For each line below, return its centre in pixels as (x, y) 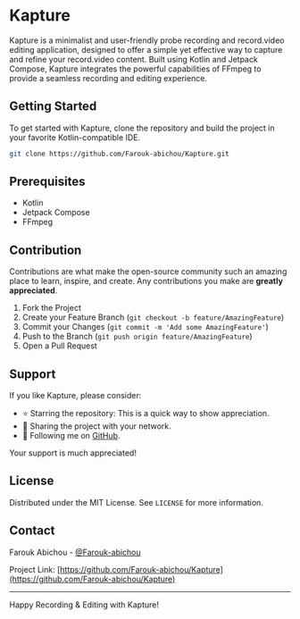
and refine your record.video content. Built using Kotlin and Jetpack (134, 59)
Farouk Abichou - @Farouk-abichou (75, 552)
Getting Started (53, 107)
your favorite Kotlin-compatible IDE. (75, 137)
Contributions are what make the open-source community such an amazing (148, 272)
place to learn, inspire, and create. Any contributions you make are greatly (146, 281)
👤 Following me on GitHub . (71, 436)
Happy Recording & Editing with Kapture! (84, 605)
